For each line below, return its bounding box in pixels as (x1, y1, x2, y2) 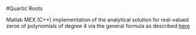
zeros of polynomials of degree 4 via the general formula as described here (6, 23, 190, 29)
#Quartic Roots (6, 5, 43, 12)
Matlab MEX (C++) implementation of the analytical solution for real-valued (6, 16, 189, 23)
